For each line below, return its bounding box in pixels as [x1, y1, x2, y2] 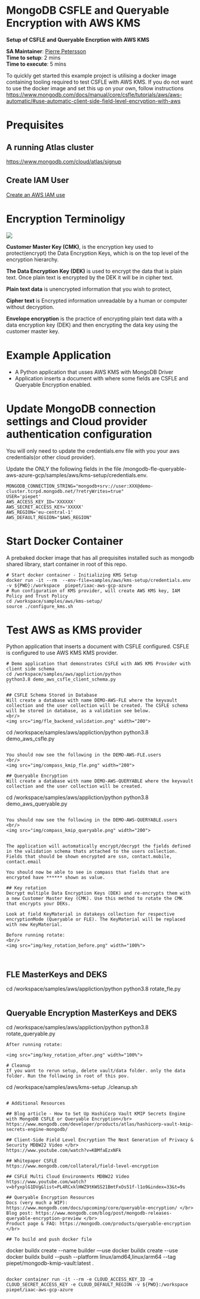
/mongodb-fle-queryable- [122, 465, 187, 472]
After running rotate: [6, 1042, 63, 1048]
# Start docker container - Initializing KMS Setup [6, 572, 137, 578]
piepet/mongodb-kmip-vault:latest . [6, 1260, 94, 1267]
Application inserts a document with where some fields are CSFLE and [14, 374, 188, 382]
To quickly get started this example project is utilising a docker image [6, 72, 177, 79]
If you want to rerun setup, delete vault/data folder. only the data [6, 1068, 186, 1074]
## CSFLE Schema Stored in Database [6, 692, 97, 699]
